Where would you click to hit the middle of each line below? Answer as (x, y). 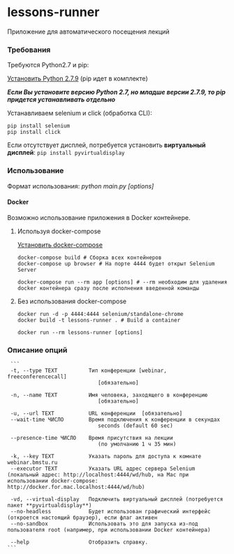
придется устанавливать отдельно (61, 99)
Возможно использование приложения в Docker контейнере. (99, 217)
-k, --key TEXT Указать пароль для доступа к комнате (105, 457)
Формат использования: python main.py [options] (81, 186)
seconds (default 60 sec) (135, 426)
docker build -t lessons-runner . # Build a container (99, 320)
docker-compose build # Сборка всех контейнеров (89, 257)
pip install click (34, 132)
